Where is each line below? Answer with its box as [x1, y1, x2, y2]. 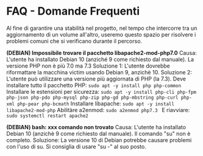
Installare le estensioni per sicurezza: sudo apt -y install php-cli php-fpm [6, 88, 197, 95]
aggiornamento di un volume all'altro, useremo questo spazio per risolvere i [6, 30, 196, 38]
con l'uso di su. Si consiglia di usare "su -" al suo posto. [6, 143, 146, 150]
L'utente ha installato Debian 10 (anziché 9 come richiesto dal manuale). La [6, 55, 194, 63]
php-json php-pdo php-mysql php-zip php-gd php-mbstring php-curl [6, 94, 179, 101]
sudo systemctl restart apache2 [6, 113, 88, 119]
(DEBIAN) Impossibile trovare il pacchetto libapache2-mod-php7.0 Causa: [6, 49, 197, 56]
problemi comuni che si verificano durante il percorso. [6, 37, 142, 44]
